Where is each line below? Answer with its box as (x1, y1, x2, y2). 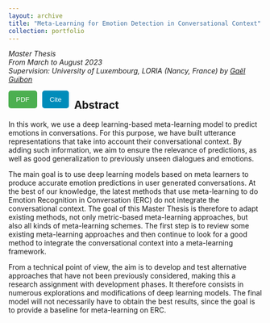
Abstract (73, 98, 119, 111)
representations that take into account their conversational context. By (8, 136, 242, 146)
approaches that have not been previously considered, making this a (8, 271, 236, 281)
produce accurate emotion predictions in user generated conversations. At (8, 178, 256, 188)
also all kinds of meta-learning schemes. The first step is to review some (8, 221, 250, 231)
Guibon (8, 74, 33, 85)
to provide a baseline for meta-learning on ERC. (8, 305, 167, 315)
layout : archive (8, 11, 63, 20)
